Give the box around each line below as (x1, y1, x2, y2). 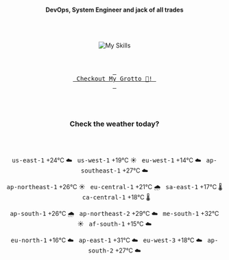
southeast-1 (80, 166, 121, 175)
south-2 (88, 246, 114, 254)
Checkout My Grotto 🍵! (76, 75, 153, 83)
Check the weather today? (69, 119, 160, 129)
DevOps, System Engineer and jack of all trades (45, 6, 184, 14)
